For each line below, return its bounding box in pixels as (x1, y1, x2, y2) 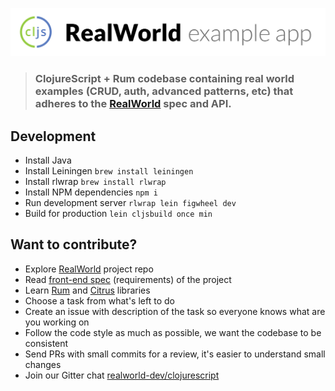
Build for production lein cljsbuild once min (24, 208, 213, 219)
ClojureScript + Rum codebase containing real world (34, 72, 295, 86)
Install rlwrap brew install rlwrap (24, 176, 167, 187)
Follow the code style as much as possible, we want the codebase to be (24, 326, 322, 338)
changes (24, 358, 62, 370)
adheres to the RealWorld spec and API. (34, 97, 232, 111)
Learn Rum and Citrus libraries (24, 284, 151, 296)
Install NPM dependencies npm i (24, 186, 158, 198)
